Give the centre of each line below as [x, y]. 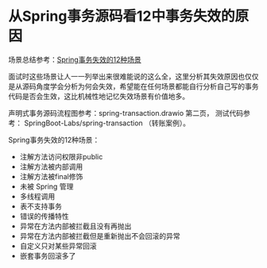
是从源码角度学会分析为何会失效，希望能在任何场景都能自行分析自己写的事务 [133, 86]
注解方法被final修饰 [51, 176]
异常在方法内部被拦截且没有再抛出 [75, 226]
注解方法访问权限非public [61, 156]
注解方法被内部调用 [51, 167]
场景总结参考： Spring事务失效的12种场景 [75, 59]
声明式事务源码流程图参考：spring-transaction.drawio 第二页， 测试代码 [126, 113]
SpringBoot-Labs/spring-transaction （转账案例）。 [107, 123]
